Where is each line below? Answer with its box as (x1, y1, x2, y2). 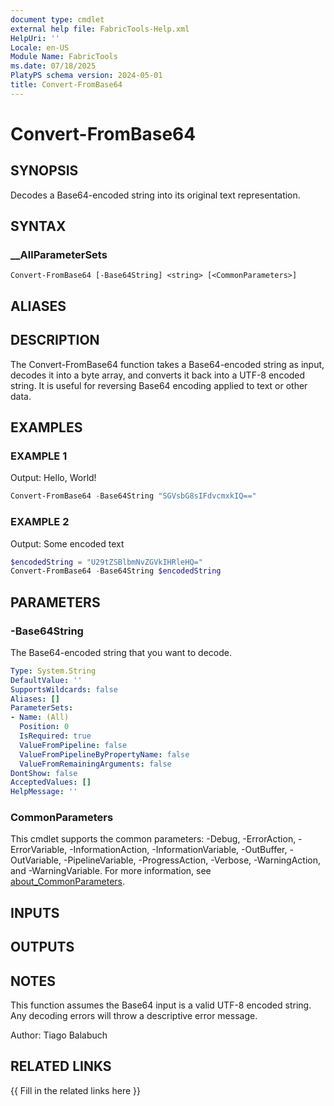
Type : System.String (10, 666, 97, 676)
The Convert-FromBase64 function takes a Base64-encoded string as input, (10, 358, 325, 370)
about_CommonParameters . (10, 876, 126, 888)
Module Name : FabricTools (10, 52, 118, 62)
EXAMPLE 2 (10, 515, 70, 529)
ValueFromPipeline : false (19, 740, 128, 750)
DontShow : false (10, 768, 78, 778)
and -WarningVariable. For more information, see (10, 865, 212, 877)
